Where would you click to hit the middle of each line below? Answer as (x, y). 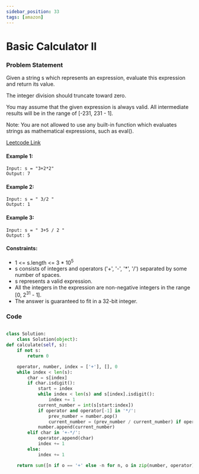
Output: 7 (18, 174)
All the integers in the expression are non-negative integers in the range (102, 288)
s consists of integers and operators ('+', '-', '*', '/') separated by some (101, 269)
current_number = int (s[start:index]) (86, 405)
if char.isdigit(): (52, 383)
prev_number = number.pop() (83, 416)
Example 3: (20, 217)
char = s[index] (47, 378)
